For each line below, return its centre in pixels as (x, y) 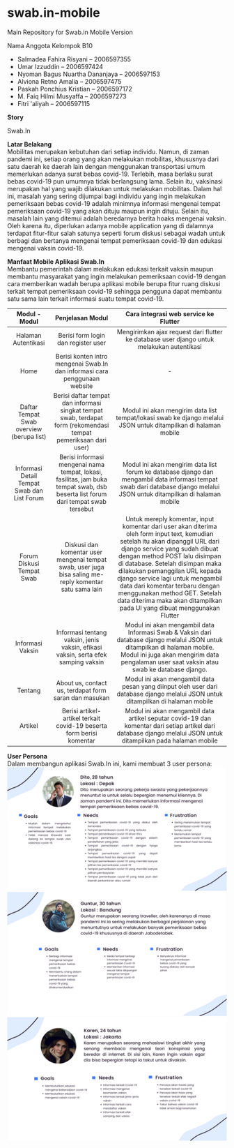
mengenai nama (82, 465)
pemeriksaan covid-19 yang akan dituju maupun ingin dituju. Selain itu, (109, 211)
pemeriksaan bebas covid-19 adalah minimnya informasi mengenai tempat (114, 203)
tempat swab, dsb (82, 487)
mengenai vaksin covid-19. (46, 248)
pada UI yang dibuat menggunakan (170, 608)
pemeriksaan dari (81, 440)
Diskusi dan (82, 545)
